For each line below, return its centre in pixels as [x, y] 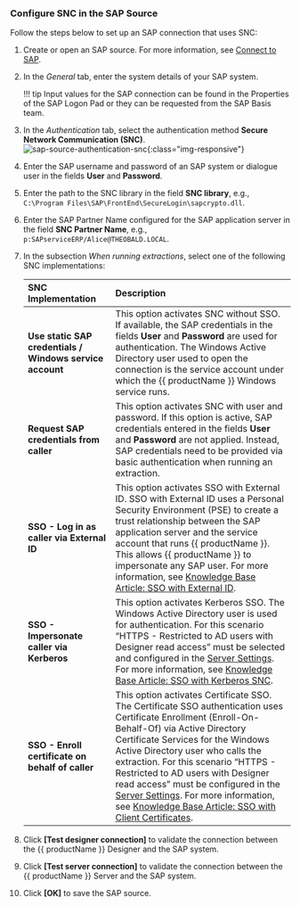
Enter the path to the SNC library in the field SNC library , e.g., [136, 194]
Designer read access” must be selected [200, 647]
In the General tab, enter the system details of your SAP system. [141, 77]
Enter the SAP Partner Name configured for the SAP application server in [156, 220]
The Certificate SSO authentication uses [199, 706]
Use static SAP [60, 336]
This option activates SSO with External [198, 488]
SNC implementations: [64, 266]
